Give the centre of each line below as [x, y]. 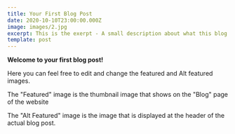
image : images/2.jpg [38, 27]
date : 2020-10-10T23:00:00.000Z [54, 20]
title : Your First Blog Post [50, 14]
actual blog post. [32, 123]
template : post [29, 40]
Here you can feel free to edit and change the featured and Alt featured [110, 74]
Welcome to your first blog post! [55, 60]
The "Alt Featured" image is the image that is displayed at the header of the [116, 116]
